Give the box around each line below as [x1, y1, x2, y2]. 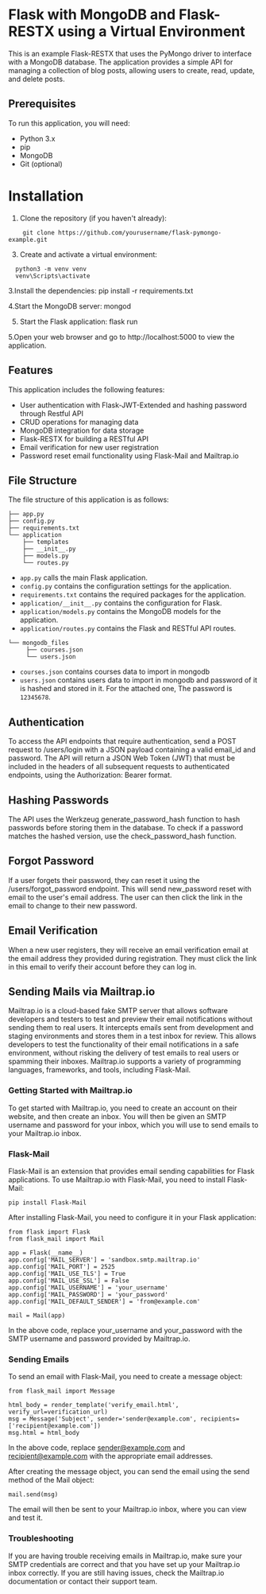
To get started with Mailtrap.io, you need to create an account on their [8, 1103, 237, 1113]
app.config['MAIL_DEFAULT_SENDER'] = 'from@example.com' [8, 1297, 201, 1305]
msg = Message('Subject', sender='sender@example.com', [8, 1415, 197, 1423]
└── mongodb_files [8, 639, 69, 647]
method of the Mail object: [8, 1475, 95, 1485]
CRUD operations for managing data [19, 417, 139, 426]
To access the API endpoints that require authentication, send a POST [8, 737, 237, 746]
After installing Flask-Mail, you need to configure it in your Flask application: [8, 1212, 256, 1222]
